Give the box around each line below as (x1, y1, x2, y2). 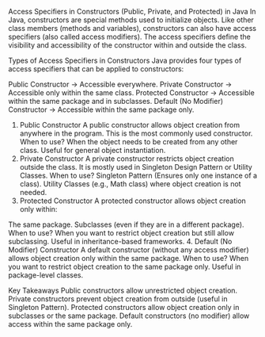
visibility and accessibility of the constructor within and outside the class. (8, 40, 247, 50)
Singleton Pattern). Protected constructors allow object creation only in (8, 303, 240, 312)
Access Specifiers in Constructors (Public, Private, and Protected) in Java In (8, 7, 256, 16)
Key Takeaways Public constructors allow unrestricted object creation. (8, 285, 238, 295)
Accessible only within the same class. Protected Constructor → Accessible (8, 88, 255, 98)
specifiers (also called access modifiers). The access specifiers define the (8, 32, 251, 41)
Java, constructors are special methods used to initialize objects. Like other (8, 15, 255, 25)
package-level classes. (8, 270, 84, 280)
